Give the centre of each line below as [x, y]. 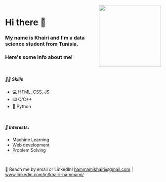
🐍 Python [21, 107]
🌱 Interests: [17, 127]
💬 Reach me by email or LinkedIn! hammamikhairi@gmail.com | [69, 169]
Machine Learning [31, 140]
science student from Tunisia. [42, 44]
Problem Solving [29, 150]
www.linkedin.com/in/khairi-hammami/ [44, 175]
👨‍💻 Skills [14, 79]
